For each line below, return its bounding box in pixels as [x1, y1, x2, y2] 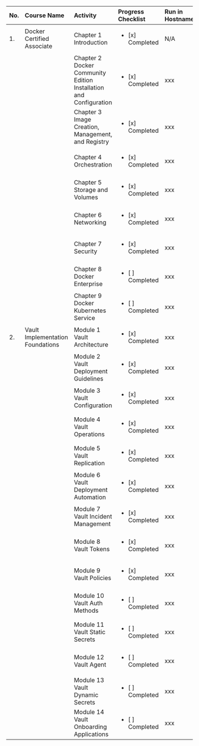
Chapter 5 [73, 178, 102, 186]
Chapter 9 [73, 292, 102, 300]
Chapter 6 [73, 211, 102, 219]
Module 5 [73, 444, 101, 452]
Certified [24, 35, 49, 43]
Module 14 [73, 708, 105, 716]
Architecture [73, 341, 108, 348]
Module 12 [73, 653, 105, 661]
